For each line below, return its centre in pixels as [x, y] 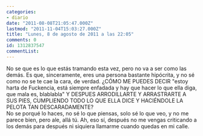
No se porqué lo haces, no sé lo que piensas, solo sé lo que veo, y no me [98, 113]
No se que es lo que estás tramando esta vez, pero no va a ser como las [96, 68]
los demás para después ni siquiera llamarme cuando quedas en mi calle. [98, 126]
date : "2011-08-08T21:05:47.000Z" [50, 23]
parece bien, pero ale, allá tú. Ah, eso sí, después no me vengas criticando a [101, 120]
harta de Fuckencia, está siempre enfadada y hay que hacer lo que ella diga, [101, 88]
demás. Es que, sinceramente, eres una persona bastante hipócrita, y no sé [101, 75]
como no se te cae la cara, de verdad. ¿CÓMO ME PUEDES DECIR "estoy [97, 81]
